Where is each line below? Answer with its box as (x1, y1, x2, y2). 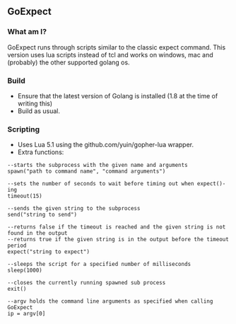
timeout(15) (7, 192, 42, 200)
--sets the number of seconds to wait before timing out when (7, 180, 194, 187)
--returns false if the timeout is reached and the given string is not (7, 224, 226, 231)
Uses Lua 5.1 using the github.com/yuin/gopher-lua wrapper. (17, 141, 194, 149)
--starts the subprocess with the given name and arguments (7, 162, 189, 169)
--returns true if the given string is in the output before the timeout (7, 236, 230, 243)
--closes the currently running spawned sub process (7, 279, 166, 287)
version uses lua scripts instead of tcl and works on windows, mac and (7, 50, 213, 59)
